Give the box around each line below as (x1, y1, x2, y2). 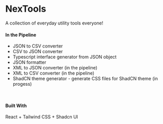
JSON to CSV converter (12, 43, 63, 49)
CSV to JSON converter (12, 48, 63, 55)
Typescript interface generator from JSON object (12, 54, 117, 60)
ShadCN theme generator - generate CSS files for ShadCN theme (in (12, 76, 158, 82)
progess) (12, 81, 32, 87)
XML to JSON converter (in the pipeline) (12, 65, 97, 71)
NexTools (5, 3, 46, 15)
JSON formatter (12, 59, 47, 65)
